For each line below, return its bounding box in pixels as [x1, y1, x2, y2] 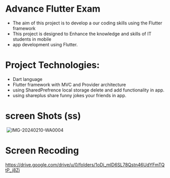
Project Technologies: [5, 60, 100, 71]
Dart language [12, 76, 43, 82]
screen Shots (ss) [5, 110, 81, 122]
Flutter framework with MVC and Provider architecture [12, 81, 126, 87]
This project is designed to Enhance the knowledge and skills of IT [12, 31, 152, 37]
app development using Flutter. [12, 41, 78, 47]
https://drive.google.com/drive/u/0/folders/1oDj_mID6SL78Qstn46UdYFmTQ [5, 161, 165, 168]
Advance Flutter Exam [5, 3, 100, 15]
